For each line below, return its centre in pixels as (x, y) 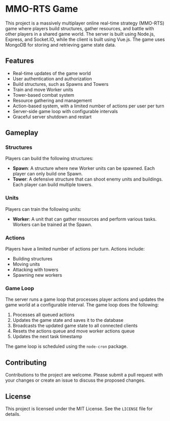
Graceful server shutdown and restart (52, 117)
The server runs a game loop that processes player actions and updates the (85, 299)
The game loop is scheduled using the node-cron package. (67, 346)
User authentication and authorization (52, 79)
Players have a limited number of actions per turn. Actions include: (75, 249)
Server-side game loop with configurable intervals (65, 111)
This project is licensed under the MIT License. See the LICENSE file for (79, 408)
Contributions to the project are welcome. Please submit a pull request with (84, 375)
